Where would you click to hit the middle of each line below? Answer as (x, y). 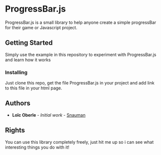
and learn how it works (28, 60)
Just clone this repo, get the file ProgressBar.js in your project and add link (80, 83)
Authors (18, 103)
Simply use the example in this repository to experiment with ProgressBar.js (81, 54)
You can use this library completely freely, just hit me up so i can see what (80, 142)
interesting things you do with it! (37, 147)
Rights (15, 130)
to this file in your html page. (34, 88)
